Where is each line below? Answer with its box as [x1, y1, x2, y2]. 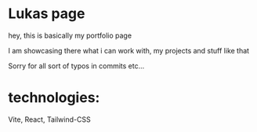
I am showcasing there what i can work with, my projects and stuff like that [8, 46, 249, 55]
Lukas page [8, 5, 85, 23]
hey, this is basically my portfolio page [8, 31, 132, 40]
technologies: [8, 89, 100, 107]
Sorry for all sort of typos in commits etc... [8, 60, 145, 71]
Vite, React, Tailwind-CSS [8, 115, 92, 124]
